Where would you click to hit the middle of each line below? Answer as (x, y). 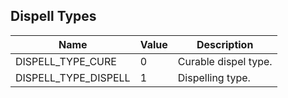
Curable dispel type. (225, 61)
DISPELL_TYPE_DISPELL (73, 77)
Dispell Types (53, 16)
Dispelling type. (214, 77)
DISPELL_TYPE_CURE (66, 61)
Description (225, 44)
